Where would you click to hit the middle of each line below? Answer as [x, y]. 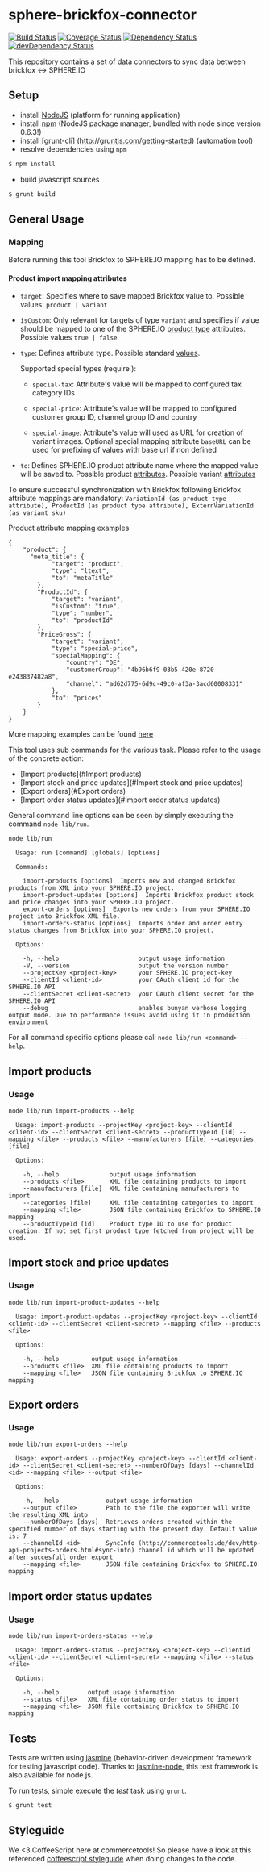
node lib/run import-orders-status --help [81, 1636]
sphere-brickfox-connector [103, 15]
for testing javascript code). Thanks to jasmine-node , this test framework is [133, 1766]
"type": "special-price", [95, 649]
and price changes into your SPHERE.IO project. [91, 902]
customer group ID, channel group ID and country [114, 417]
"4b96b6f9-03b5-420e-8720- [173, 670]
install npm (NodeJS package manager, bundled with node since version [141, 123]
